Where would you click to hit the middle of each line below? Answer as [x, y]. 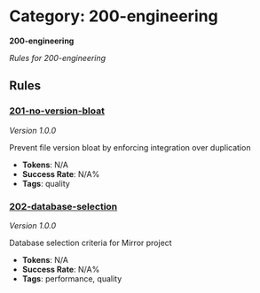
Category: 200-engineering [114, 16]
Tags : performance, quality [72, 278]
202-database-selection [63, 206]
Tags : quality [46, 183]
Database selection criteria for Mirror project [91, 243]
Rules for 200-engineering [58, 58]
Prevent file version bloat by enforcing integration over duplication [130, 147]
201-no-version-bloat [57, 111]
